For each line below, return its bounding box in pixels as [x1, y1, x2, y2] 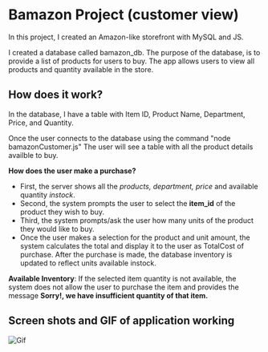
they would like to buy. [19, 224, 95, 233]
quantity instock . [19, 190, 76, 200]
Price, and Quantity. [8, 118, 74, 127]
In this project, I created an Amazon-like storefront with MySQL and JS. [8, 32, 244, 42]
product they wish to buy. [19, 207, 105, 216]
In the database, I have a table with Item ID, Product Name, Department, [8, 109, 246, 119]
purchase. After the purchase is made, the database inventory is [19, 249, 233, 259]
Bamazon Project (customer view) [8, 6, 239, 24]
